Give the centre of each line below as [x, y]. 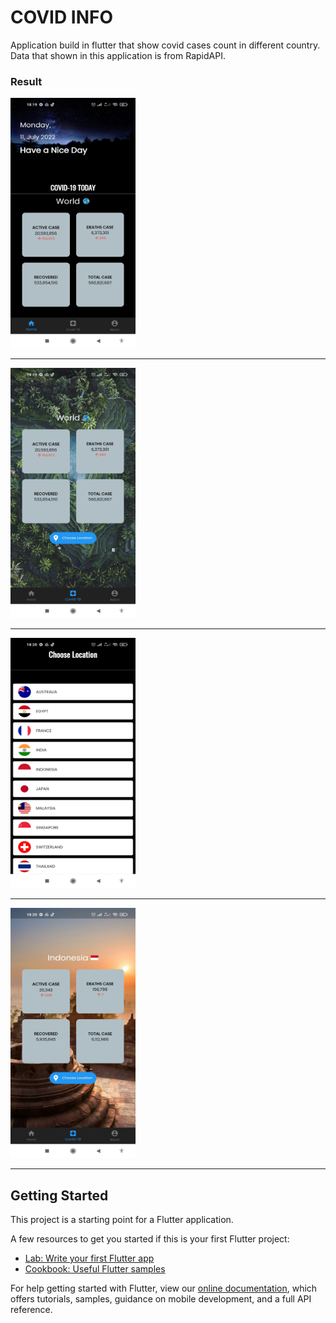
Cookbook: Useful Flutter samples [95, 1269]
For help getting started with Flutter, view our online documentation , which [164, 1288]
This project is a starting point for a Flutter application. [122, 1220]
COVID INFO [61, 17]
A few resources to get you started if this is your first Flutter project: [150, 1239]
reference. [31, 1310]
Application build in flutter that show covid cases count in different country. [165, 45]
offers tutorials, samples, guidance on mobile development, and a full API [161, 1299]
